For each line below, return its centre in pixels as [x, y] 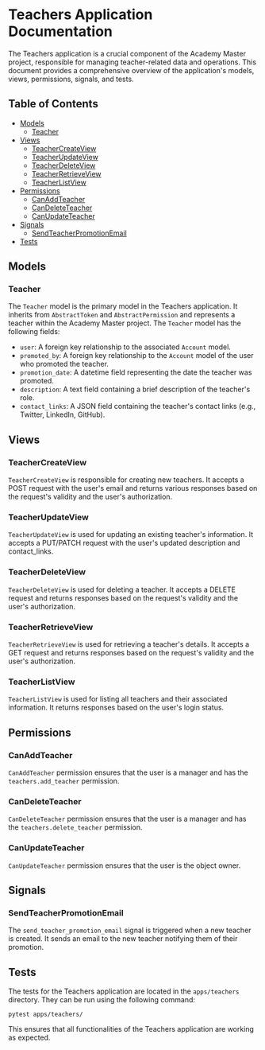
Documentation [61, 31]
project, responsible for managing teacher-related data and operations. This [132, 62]
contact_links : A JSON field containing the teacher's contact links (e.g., [138, 406]
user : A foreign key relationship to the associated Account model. [125, 347]
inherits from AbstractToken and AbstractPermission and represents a [122, 315]
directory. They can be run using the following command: [102, 1000]
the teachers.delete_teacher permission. [75, 827]
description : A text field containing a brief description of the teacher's [135, 389]
